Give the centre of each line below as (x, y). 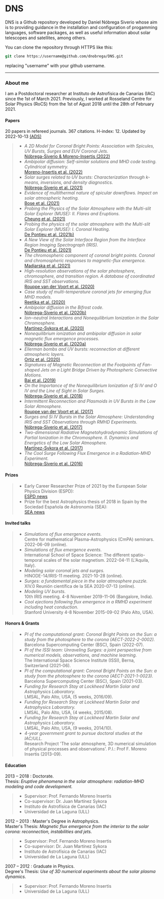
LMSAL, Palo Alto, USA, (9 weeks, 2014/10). (68, 728)
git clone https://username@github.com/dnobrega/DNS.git (64, 56)
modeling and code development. (39, 787)
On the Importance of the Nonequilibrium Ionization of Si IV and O (91, 386)
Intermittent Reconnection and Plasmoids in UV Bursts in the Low (90, 401)
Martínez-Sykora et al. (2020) (54, 328)
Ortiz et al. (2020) (42, 360)
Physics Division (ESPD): (49, 491)
